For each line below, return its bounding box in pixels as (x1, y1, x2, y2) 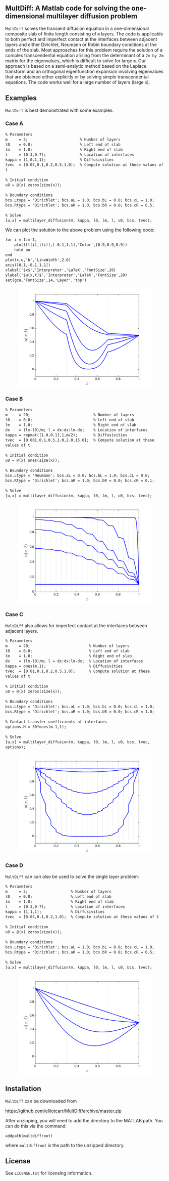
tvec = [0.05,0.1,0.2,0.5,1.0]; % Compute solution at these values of (5, 162, 164, 167)
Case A (5, 120, 24, 127)
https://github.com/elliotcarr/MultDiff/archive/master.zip (5, 1108, 122, 1114)
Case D (5, 862, 24, 869)
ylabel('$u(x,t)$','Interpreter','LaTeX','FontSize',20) (5, 273, 128, 278)
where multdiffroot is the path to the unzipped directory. (5, 1142, 125, 1148)
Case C (5, 611, 24, 618)
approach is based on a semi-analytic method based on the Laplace (5, 63, 147, 69)
